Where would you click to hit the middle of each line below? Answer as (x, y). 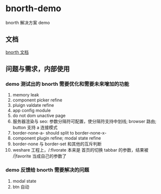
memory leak (26, 95)
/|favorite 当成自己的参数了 (40, 156)
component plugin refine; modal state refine (57, 138)
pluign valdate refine (33, 105)
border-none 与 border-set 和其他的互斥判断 (57, 144)
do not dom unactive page (39, 116)
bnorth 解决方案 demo (28, 22)
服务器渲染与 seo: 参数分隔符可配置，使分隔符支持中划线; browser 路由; (84, 121)
